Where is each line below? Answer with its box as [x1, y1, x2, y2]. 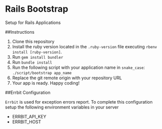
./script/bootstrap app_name [12, 70, 72, 75]
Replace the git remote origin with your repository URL [12, 75, 122, 81]
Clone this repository [12, 38, 55, 44]
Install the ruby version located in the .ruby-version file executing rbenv [12, 43, 158, 49]
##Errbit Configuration [5, 89, 50, 95]
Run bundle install [12, 59, 52, 65]
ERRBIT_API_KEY [12, 113, 46, 119]
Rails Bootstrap [5, 3, 69, 15]
